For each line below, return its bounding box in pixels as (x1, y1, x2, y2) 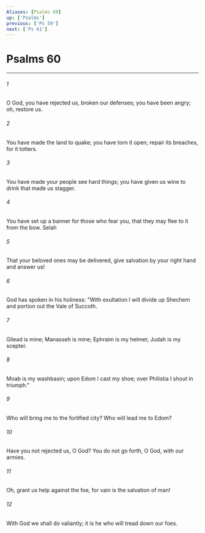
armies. (6, 454, 26, 461)
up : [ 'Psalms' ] (6, 15, 45, 21)
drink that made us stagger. (6, 184, 76, 192)
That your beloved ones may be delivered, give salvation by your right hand (6, 257, 196, 264)
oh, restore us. (6, 106, 43, 113)
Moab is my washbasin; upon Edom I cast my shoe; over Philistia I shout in (6, 375, 193, 382)
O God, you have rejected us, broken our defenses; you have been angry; (6, 99, 191, 107)
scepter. (6, 342, 27, 349)
